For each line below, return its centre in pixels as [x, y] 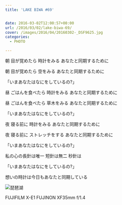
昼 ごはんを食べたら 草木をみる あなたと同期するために [61, 103]
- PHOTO [18, 42]
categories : [17, 37]
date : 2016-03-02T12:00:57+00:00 [40, 23]
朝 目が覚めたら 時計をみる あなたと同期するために [57, 61]
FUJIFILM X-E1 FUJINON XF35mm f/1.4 [45, 198]
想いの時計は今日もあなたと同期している [46, 177]
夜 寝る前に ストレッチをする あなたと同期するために [59, 135]
